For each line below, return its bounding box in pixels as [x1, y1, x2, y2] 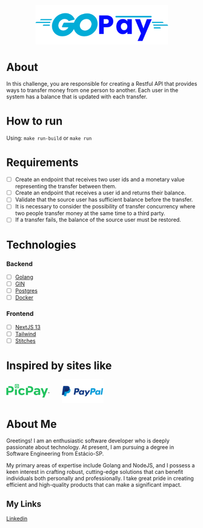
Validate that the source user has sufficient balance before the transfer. [15, 196, 193, 204]
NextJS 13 [15, 323, 41, 331]
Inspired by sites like [6, 358, 112, 372]
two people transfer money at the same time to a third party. [15, 210, 165, 217]
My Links [6, 499, 41, 509]
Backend [6, 259, 33, 268]
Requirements [6, 156, 79, 170]
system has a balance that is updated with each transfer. [6, 93, 148, 100]
